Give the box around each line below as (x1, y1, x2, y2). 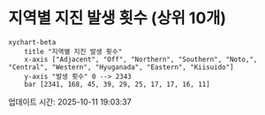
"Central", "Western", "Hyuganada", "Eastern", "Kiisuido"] (8, 63, 235, 72)
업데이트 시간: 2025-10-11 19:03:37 (8, 96, 132, 107)
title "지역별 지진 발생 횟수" (24, 47, 123, 56)
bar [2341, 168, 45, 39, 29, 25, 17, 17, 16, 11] (24, 80, 211, 88)
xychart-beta (8, 37, 57, 47)
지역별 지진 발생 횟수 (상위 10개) (8, 8, 227, 28)
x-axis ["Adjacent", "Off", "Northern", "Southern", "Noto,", (24, 55, 258, 64)
